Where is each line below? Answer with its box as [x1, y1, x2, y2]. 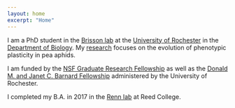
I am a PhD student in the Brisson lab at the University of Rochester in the [7, 36, 219, 44]
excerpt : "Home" [7, 17, 55, 24]
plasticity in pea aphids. [7, 50, 76, 59]
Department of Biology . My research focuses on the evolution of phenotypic [7, 43, 227, 52]
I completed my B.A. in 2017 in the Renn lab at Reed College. [7, 92, 181, 101]
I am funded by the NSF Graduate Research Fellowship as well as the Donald [7, 64, 228, 72]
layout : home [7, 10, 45, 17]
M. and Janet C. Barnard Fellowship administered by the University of [7, 71, 208, 80]
